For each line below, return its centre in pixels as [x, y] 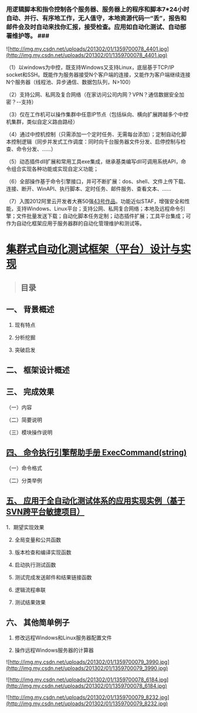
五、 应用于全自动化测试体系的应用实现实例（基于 [96, 501]
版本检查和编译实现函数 [43, 552]
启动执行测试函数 [35, 565]
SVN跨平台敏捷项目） [45, 512]
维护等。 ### [31, 35]
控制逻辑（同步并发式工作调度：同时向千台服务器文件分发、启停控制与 [96, 142]
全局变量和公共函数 [38, 539]
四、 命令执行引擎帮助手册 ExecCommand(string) [96, 452]
